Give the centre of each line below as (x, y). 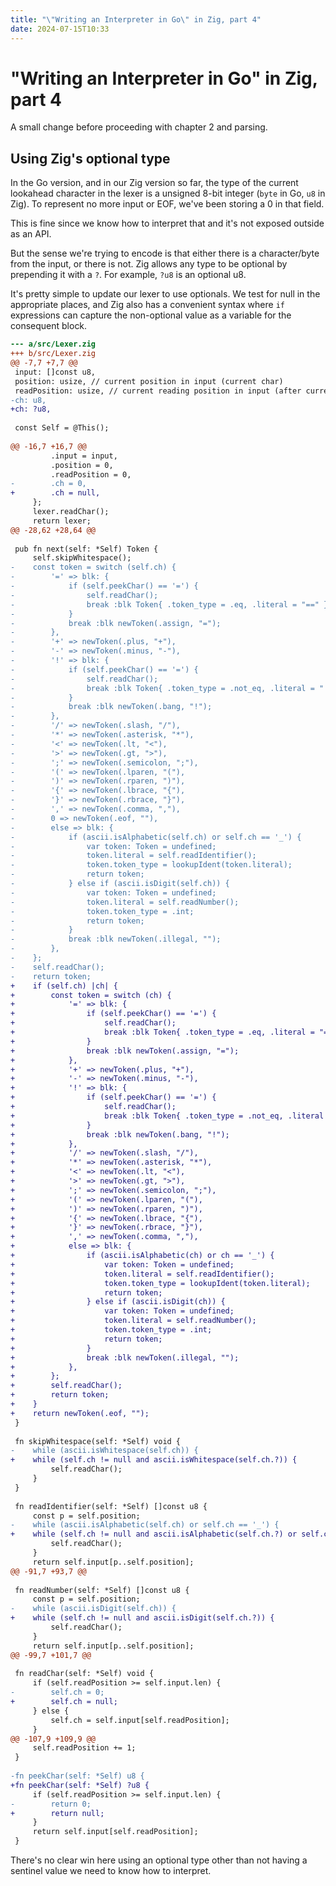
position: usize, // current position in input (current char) (149, 381)
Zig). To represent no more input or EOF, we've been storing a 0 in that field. (167, 204)
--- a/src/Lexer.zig (53, 344)
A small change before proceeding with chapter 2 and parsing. (139, 127)
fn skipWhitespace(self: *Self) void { (98, 1441)
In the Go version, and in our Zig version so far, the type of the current (154, 183)
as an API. (31, 234)
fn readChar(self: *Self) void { (84, 1674)
